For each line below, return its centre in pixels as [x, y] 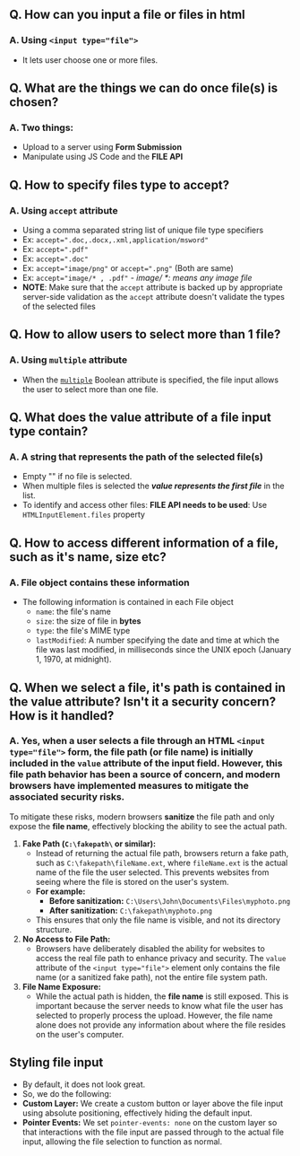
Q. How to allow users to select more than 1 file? [145, 334]
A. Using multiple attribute [69, 360]
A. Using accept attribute [64, 210]
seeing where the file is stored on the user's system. [132, 881]
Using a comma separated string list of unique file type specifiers [143, 230]
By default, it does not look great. [84, 1084]
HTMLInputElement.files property [84, 514]
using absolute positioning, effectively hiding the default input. [137, 1113]
